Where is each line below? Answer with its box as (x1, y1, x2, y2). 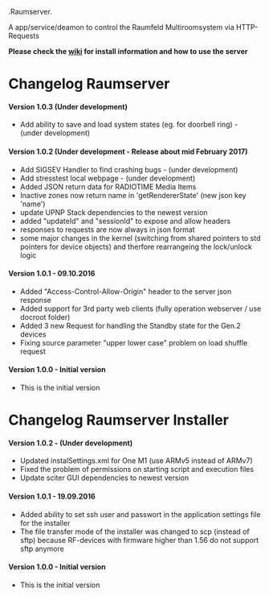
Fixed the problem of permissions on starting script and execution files (19, 465, 255, 474)
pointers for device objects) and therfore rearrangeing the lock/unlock (19, 242, 253, 251)
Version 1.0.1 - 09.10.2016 (8, 269, 96, 279)
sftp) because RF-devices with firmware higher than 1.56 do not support (19, 535, 259, 544)
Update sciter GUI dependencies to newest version (19, 473, 190, 482)
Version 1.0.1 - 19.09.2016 (8, 491, 96, 501)
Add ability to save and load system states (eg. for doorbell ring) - (19, 120, 238, 130)
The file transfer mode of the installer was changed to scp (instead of (19, 527, 251, 536)
